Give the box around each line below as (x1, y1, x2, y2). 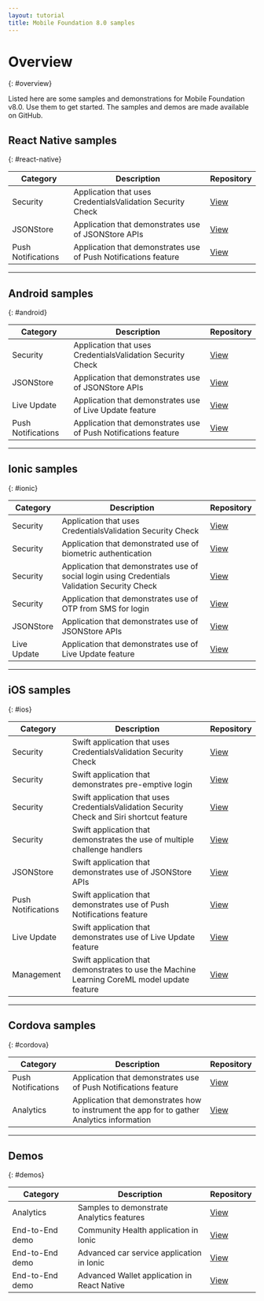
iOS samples (8, 683, 71, 697)
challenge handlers (71, 844, 143, 855)
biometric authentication (61, 548, 152, 559)
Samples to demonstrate (77, 1202, 169, 1214)
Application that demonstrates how (71, 1095, 202, 1106)
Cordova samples (8, 1019, 97, 1032)
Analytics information (71, 1114, 152, 1125)
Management (12, 968, 61, 979)
